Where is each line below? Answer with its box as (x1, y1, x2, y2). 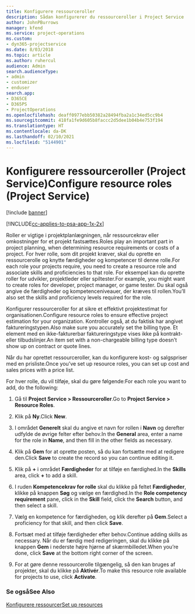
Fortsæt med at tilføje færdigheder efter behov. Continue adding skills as (14, 531, 188, 538)
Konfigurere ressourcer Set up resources (6, 601, 103, 608)
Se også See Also (6, 588, 55, 596)
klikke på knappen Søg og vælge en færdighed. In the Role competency (14, 489, 187, 496)
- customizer (6, 80, 38, 86)
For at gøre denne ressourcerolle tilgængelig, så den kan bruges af (14, 561, 176, 568)
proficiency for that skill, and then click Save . (14, 519, 124, 526)
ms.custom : (6, 36, 33, 42)
